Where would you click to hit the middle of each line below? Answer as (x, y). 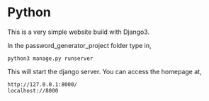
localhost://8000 (33, 90)
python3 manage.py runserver (50, 58)
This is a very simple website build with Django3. (79, 32)
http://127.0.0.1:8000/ (43, 84)
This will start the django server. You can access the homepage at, (104, 71)
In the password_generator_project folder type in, (79, 45)
